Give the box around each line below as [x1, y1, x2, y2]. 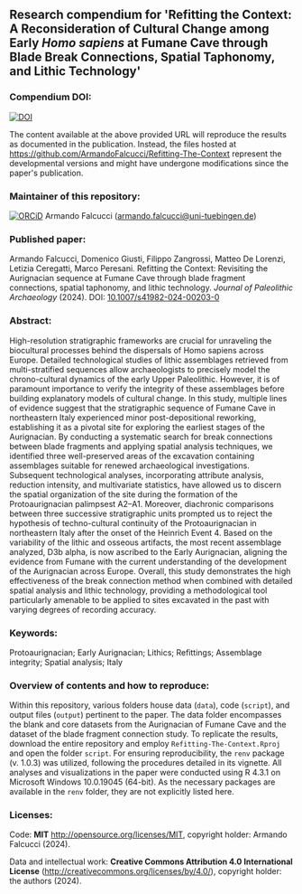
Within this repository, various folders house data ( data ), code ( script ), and [9, 700, 290, 710]
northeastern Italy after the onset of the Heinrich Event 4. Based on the [9, 527, 273, 538]
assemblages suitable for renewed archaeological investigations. [9, 460, 250, 471]
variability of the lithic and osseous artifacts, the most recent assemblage [9, 537, 282, 548]
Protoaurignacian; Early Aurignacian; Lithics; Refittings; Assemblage [9, 646, 262, 658]
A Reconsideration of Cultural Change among [9, 22, 270, 37]
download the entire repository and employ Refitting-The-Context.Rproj [9, 739, 281, 749]
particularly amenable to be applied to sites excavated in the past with [9, 594, 270, 605]
